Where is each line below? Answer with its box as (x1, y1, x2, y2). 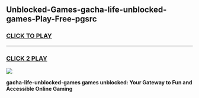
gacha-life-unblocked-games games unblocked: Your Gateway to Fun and (6, 78, 192, 86)
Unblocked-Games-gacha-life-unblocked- (6, 5, 167, 15)
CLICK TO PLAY (6, 32, 52, 40)
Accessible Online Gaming (6, 85, 73, 92)
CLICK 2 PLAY (6, 54, 47, 62)
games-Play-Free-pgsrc (6, 14, 97, 24)
